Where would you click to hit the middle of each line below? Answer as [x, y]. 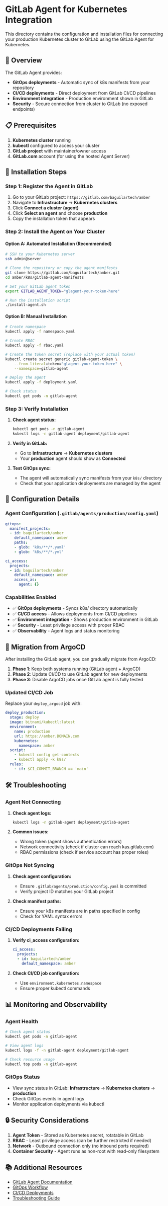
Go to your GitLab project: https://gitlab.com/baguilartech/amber [81, 197]
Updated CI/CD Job [29, 693]
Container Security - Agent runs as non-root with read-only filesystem [86, 1151]
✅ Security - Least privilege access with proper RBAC [68, 625]
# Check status [21, 391]
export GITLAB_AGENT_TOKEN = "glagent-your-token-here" [63, 291]
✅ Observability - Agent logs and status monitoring [66, 631]
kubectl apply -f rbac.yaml [35, 346]
